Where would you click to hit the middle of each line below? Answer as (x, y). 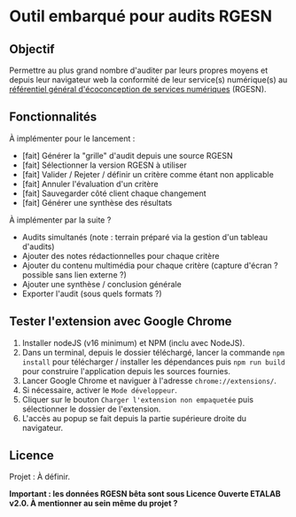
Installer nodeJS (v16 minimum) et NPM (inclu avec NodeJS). (133, 342)
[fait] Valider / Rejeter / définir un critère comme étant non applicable (148, 174)
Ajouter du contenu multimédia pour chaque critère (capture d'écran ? (150, 265)
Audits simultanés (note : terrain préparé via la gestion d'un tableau (145, 237)
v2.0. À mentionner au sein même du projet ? (93, 504)
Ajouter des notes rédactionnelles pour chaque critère (121, 255)
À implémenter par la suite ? (60, 220)
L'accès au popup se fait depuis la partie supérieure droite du (134, 418)
